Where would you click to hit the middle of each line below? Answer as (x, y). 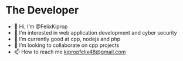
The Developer (42, 10)
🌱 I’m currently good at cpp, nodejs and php (67, 39)
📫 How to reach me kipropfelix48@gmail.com (70, 52)
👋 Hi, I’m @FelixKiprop (41, 26)
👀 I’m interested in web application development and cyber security (95, 32)
